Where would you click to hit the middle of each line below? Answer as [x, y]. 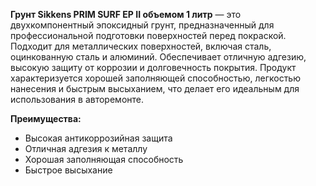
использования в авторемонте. [77, 99]
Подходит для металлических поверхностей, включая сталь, [141, 46]
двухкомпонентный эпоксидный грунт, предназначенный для [142, 25]
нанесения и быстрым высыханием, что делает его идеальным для [155, 88]
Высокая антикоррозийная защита [98, 138]
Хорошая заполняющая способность [104, 159]
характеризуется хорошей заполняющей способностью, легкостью [155, 78]
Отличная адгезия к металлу [86, 148]
